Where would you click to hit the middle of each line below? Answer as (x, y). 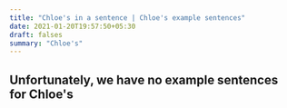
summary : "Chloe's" (46, 43)
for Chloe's (42, 94)
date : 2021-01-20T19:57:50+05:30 (73, 26)
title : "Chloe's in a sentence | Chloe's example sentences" (128, 18)
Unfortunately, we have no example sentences (144, 79)
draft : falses (36, 34)
